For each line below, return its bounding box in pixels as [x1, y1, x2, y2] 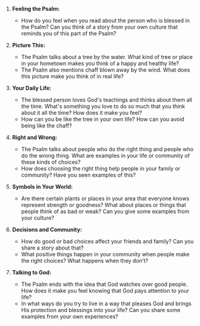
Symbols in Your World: [12, 183, 73, 190]
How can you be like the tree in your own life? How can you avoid [21, 115, 185, 123]
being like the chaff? [21, 122, 72, 129]
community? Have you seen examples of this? [21, 171, 136, 178]
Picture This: [12, 42, 45, 49]
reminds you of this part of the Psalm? [21, 30, 116, 37]
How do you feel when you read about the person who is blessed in [21, 17, 190, 24]
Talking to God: [12, 269, 52, 276]
